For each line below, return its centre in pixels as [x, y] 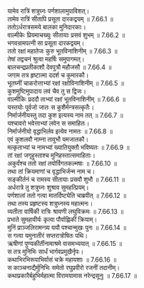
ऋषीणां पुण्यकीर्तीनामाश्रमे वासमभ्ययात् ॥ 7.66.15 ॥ [65, 243]
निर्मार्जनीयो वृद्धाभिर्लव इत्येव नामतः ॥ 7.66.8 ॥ [60, 131]
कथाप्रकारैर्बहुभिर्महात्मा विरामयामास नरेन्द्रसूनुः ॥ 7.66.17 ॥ [72, 276]
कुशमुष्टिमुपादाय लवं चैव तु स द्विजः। [47, 91]
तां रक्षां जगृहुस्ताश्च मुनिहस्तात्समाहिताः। [52, 155]
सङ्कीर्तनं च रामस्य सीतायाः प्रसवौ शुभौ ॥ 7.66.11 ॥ [66, 179]
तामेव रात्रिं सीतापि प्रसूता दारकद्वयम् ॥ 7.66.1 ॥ [60, 19]
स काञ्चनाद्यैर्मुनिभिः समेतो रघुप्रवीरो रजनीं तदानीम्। [64, 268]
